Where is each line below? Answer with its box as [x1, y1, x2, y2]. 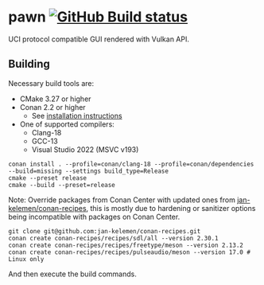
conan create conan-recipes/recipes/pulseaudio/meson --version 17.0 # [8, 248, 250, 256]
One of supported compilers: [19, 119, 115, 129]
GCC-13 [31, 136, 58, 146]
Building [8, 57, 50, 71]
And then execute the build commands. [8, 269, 137, 279]
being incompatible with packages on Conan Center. [8, 212, 181, 221]
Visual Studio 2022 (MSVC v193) [31, 144, 139, 154]
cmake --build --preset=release [8, 181, 115, 189]
